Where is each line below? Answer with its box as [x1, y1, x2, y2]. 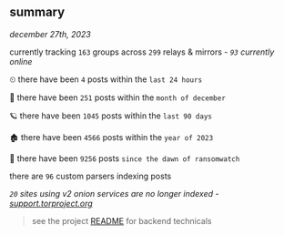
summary [9, 5, 66, 20]
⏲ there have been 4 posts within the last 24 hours [9, 74, 203, 85]
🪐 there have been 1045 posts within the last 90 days [9, 110, 212, 121]
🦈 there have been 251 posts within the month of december [9, 92, 226, 103]
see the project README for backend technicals [31, 215, 212, 226]
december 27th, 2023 [9, 28, 91, 39]
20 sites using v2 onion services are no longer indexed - [9, 188, 219, 199]
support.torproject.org [9, 198, 93, 209]
